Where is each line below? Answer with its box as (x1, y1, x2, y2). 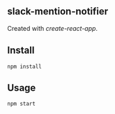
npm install (7, 63, 42, 70)
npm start (7, 101, 36, 108)
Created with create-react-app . (7, 24, 98, 32)
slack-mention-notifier (7, 6, 109, 17)
